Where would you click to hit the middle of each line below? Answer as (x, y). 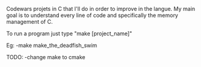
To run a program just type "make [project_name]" (69, 33)
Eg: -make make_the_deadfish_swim (52, 45)
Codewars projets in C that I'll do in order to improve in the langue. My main (101, 9)
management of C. (29, 22)
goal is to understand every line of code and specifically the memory (92, 15)
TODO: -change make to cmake (46, 57)
